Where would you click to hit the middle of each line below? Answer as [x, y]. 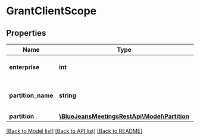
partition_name [31, 95]
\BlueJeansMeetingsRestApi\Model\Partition [124, 116]
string [68, 95]
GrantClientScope [51, 11]
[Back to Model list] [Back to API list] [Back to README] [74, 131]
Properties [26, 33]
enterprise [24, 67]
